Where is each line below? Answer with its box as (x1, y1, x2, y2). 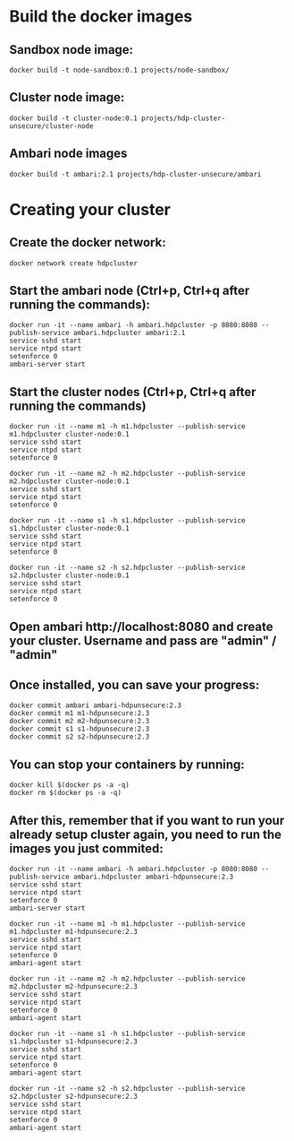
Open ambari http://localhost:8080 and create (9, 618, 273, 634)
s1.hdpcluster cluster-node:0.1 (9, 524, 130, 533)
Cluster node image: (9, 90, 125, 105)
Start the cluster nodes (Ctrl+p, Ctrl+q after (9, 384, 256, 400)
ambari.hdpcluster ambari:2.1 (72, 329, 186, 338)
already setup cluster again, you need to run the (9, 826, 282, 842)
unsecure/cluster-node (9, 121, 94, 131)
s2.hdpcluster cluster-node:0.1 (9, 571, 130, 580)
